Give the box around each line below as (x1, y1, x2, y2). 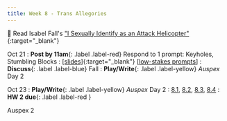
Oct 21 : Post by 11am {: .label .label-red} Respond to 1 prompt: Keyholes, (7, 50, 214, 58)
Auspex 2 (7, 106, 35, 114)
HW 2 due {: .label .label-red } (7, 93, 92, 101)
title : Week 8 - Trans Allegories (7, 10, 108, 17)
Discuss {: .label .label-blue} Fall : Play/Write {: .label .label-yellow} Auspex (7, 64, 220, 73)
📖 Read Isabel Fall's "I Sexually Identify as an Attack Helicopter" (7, 29, 190, 37)
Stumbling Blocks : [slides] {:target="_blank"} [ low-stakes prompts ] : (7, 57, 202, 66)
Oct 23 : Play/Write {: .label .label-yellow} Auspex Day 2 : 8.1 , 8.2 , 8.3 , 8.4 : (7, 85, 220, 93)
